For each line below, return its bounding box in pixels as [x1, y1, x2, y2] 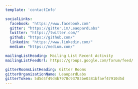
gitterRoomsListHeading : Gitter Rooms [5, 67, 86, 72]
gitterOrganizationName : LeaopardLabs [5, 71, 86, 76]
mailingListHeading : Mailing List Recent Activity [5, 53, 113, 58]
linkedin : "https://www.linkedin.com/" [10, 39, 93, 45]
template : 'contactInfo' [5, 7, 57, 12]
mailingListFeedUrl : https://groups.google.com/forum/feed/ [5, 58, 134, 63]
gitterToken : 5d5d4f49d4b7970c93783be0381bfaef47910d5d [5, 76, 124, 81]
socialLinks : [5, 16, 33, 21]
